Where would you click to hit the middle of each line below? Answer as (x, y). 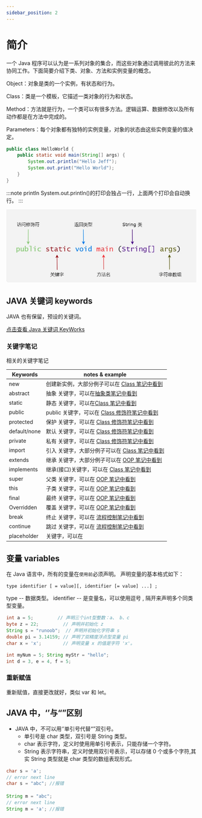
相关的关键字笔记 (27, 361)
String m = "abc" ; (29, 796)
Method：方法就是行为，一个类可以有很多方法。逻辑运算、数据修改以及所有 (100, 109)
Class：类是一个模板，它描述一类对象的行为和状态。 (71, 96)
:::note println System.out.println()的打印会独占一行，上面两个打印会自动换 (98, 193)
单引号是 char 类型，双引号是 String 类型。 (77, 736)
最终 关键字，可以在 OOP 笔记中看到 (91, 498)
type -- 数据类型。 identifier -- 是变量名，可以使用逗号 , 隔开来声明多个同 (97, 598)
